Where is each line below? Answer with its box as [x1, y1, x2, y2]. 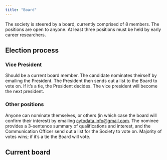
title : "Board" [5, 7, 37, 12]
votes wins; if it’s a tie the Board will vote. [5, 133, 91, 139]
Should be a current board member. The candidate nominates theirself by [5, 72, 157, 78]
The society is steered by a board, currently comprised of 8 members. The [5, 21, 159, 27]
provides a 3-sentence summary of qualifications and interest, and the [5, 123, 151, 129]
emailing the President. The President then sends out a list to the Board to [5, 78, 157, 84]
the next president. [5, 88, 44, 94]
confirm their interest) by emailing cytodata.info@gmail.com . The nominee [5, 117, 159, 123]
